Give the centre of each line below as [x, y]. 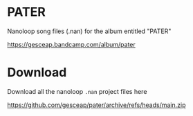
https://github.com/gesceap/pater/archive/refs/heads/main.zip [96, 105]
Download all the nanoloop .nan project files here [77, 91]
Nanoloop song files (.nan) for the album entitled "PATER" [89, 31]
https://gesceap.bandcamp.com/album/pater [72, 44]
